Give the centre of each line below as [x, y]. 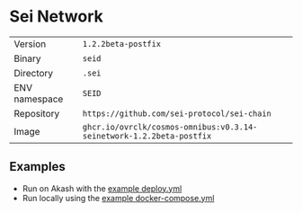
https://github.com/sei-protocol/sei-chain [177, 113]
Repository [37, 113]
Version [30, 44]
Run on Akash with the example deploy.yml [102, 188]
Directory [34, 73]
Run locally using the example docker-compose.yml [118, 198]
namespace [39, 99]
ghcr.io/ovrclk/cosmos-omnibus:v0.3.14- [170, 127]
